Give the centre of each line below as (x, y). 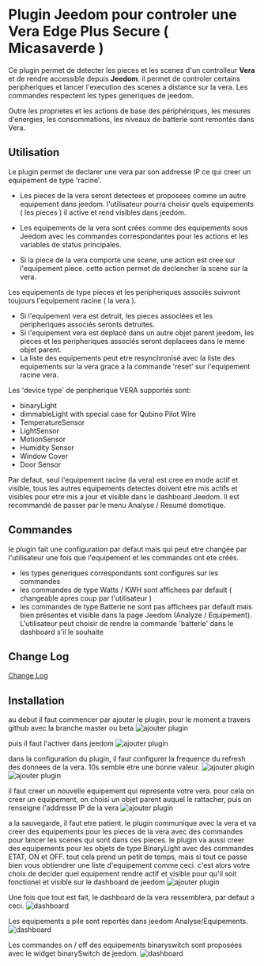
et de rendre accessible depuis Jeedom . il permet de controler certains (124, 78)
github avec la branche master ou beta (71, 728)
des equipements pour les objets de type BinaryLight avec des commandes (131, 849)
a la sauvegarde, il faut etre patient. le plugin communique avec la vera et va (132, 823)
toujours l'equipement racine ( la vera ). (72, 300)
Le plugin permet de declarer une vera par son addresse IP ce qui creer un (130, 171)
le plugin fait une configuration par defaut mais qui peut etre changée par (128, 549)
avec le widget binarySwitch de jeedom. (74, 953)
